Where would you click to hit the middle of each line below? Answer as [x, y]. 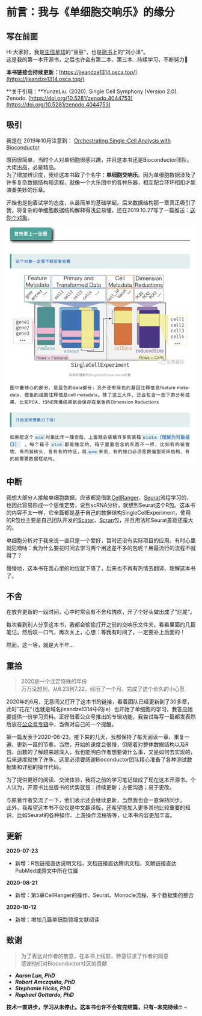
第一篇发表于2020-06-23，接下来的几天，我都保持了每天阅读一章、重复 [95, 737]
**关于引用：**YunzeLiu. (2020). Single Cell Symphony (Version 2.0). [92, 91]
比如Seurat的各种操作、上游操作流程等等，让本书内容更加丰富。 [96, 815]
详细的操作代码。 [43, 767]
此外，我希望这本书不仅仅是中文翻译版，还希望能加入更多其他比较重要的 [96, 808]
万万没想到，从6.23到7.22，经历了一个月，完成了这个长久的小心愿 [103, 689]
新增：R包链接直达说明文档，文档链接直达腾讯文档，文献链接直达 [96, 863]
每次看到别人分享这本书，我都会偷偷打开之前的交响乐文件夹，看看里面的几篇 [101, 625]
